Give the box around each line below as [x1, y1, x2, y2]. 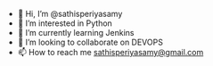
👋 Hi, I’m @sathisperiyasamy [17, 9, 123, 19]
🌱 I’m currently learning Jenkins [17, 28, 135, 37]
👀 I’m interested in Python [17, 18, 113, 29]
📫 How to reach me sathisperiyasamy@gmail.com [17, 47, 204, 57]
